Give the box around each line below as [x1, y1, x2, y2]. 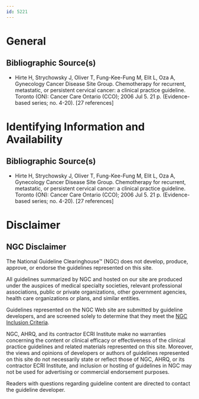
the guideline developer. [6, 386, 66, 393]
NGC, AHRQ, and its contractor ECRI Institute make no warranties [6, 330, 166, 337]
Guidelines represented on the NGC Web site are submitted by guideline [6, 306, 183, 313]
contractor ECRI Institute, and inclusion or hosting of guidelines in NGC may [6, 361, 192, 369]
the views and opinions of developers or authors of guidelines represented [6, 349, 189, 356]
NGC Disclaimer [6, 242, 67, 252]
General [6, 34, 46, 48]
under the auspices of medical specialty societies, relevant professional [6, 282, 183, 289]
